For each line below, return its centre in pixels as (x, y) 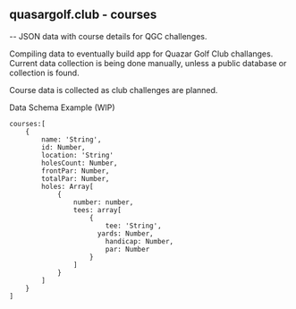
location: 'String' (78, 155)
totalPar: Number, (76, 178)
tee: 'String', (134, 226)
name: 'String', (72, 139)
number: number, (103, 202)
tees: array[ (97, 210)
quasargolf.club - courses (83, 15)
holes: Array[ (68, 186)
